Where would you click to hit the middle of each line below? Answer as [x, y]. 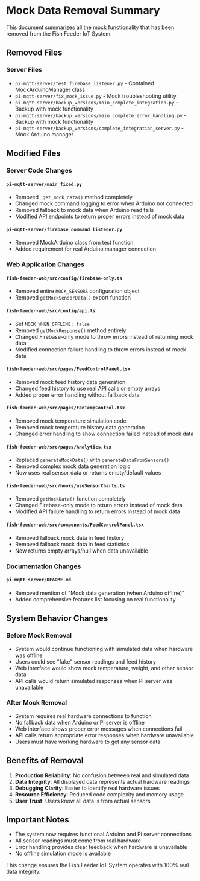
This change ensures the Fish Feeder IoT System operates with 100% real [98, 865]
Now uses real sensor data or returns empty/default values [88, 473]
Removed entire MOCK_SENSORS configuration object [77, 291]
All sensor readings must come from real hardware [78, 841]
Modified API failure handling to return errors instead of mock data [98, 511]
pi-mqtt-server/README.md [39, 580]
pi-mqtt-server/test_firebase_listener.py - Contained [85, 83]
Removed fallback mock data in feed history [70, 537]
